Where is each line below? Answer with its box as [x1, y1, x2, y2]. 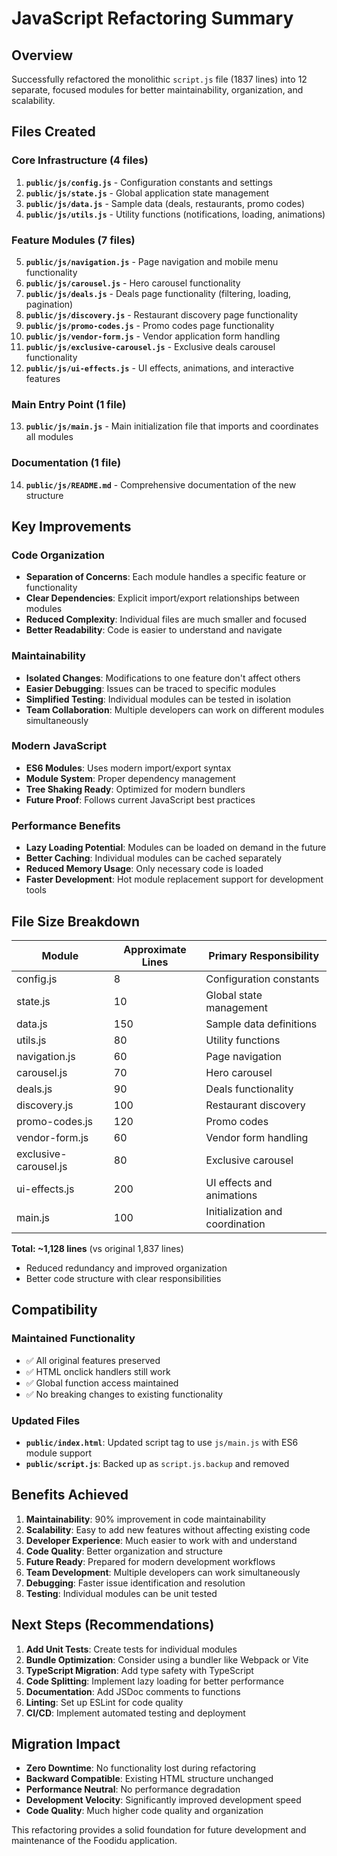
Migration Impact [11, 1735, 121, 1752]
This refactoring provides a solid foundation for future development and [11, 1824, 307, 1836]
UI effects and [205, 1175, 273, 1189]
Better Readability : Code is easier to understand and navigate [25, 624, 283, 636]
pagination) [25, 298, 74, 310]
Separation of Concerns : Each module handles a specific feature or [25, 571, 307, 583]
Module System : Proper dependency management [25, 772, 236, 784]
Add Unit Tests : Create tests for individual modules [25, 1643, 238, 1655]
